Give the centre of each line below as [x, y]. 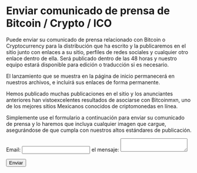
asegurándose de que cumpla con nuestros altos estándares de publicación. [99, 130]
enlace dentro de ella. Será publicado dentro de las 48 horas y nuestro [92, 58]
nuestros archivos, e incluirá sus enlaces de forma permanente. [83, 82]
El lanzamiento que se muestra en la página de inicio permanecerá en [90, 76]
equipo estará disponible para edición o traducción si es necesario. [88, 64]
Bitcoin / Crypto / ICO [59, 23]
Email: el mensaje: [63, 149]
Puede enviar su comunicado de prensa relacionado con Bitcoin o [86, 39]
